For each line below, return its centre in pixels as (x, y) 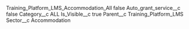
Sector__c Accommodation (39, 20)
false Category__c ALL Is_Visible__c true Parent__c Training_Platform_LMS (95, 14)
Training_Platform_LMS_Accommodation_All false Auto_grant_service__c (93, 8)
